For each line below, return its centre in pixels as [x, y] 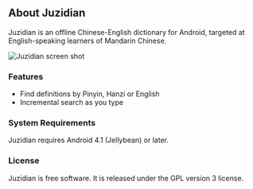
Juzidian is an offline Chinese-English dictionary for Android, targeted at [127, 32]
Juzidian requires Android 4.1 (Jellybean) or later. [89, 140]
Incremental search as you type [72, 102]
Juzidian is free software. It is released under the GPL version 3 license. [126, 178]
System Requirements [52, 123]
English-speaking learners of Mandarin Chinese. [88, 40]
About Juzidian [47, 13]
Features [26, 76]
